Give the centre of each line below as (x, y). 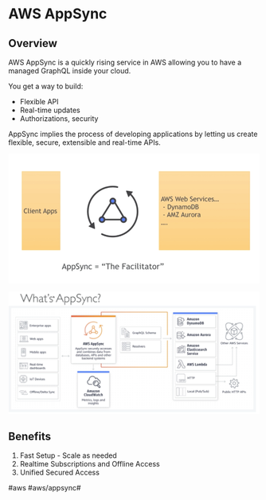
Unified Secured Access (59, 472)
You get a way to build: (46, 86)
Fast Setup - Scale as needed (68, 455)
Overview (33, 43)
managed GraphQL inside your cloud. (70, 71)
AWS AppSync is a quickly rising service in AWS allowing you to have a (125, 62)
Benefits (30, 436)
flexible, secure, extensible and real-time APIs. (84, 143)
